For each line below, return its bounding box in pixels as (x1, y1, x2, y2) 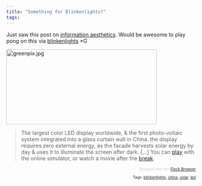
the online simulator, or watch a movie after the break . (20, 154, 155, 162)
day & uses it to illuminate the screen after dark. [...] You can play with (20, 148, 194, 155)
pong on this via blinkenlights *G (6, 37, 88, 44)
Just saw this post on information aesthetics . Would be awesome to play (6, 31, 186, 38)
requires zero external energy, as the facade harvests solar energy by (20, 142, 194, 149)
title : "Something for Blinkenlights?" (6, 8, 106, 15)
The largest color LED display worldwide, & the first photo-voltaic (20, 129, 183, 136)
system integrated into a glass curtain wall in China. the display (20, 136, 177, 143)
